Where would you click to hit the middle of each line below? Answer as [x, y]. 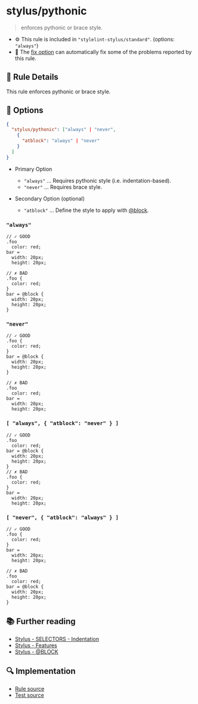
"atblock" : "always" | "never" [61, 141]
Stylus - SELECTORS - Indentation [57, 639]
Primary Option [33, 169]
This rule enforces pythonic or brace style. [58, 92]
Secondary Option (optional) [50, 198]
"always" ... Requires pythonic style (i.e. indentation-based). [98, 180]
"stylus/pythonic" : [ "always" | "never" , [64, 130]
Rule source [30, 688]
